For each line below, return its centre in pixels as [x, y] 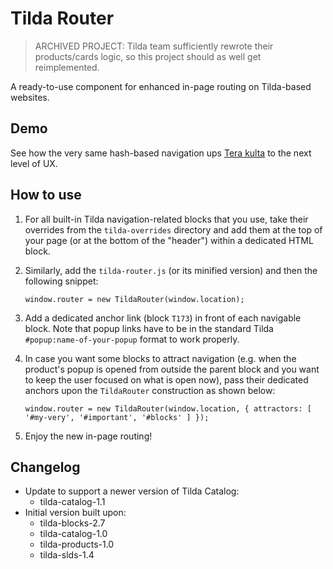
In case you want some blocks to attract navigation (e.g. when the [160, 358]
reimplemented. [67, 67]
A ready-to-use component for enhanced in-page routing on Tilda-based [161, 86]
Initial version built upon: [75, 513]
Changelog [45, 467]
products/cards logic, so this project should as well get [148, 56]
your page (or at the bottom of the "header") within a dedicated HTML [169, 240]
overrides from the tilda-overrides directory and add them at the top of [173, 229]
